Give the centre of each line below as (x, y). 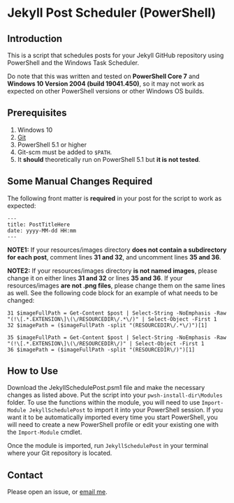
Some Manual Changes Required (80, 182)
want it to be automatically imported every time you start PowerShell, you (112, 417)
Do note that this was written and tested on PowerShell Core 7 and (104, 76)
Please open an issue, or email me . (58, 492)
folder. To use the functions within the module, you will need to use (104, 403)
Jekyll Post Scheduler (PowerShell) (112, 13)
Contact (25, 475)
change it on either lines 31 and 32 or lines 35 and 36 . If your (95, 278)
